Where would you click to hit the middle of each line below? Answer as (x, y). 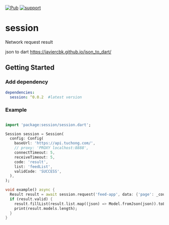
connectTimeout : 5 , (35, 153)
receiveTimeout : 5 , (35, 157)
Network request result (29, 42)
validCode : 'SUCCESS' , (38, 171)
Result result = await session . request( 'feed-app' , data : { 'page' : (82, 195)
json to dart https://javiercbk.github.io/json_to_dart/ (58, 52)
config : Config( (27, 138)
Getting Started (30, 68)
